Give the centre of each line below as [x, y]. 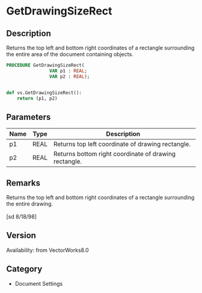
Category [24, 269]
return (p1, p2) [38, 98]
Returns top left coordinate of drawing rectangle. [122, 144]
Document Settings [39, 283]
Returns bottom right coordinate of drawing [115, 154]
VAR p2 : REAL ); [69, 77]
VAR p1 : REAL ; [68, 71]
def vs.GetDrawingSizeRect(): [44, 93]
